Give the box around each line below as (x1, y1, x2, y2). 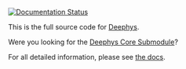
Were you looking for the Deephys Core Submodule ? (8, 37, 179, 47)
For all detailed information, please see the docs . (8, 53, 166, 61)
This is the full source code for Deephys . (8, 22, 140, 31)
